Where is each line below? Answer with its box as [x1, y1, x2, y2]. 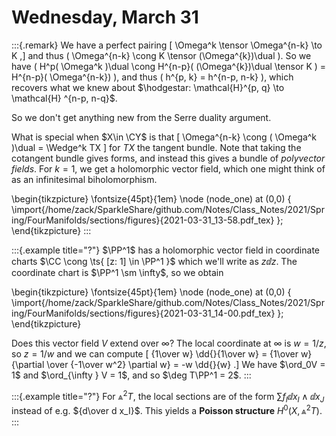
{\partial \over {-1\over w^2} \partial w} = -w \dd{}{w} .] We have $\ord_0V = [11, 358, 326, 370]
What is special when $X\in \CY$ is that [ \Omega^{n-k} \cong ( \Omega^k [11, 131, 318, 143]
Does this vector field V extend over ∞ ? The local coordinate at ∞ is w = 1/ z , [11, 337, 327, 349]
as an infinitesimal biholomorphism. [11, 173, 158, 185]
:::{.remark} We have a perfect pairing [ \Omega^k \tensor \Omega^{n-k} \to [11, 39, 323, 51]
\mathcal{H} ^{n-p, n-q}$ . [11, 92, 118, 104]
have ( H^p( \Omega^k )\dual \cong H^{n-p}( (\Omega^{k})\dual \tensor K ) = [11, 60, 327, 72]
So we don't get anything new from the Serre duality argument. [11, 111, 272, 123]
